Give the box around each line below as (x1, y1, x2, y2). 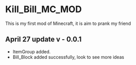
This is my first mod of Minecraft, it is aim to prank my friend (5, 20, 131, 26)
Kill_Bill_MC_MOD (5, 4, 82, 15)
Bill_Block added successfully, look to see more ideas (12, 54, 124, 60)
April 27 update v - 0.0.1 (5, 35, 82, 44)
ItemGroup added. (12, 48, 51, 54)
